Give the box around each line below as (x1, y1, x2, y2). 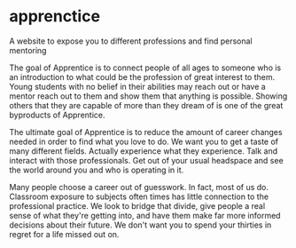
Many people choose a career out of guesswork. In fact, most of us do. (9, 181, 269, 192)
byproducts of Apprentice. (9, 109, 105, 120)
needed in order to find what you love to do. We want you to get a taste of (9, 136, 279, 147)
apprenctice (9, 6, 100, 27)
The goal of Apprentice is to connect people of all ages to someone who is (9, 62, 282, 73)
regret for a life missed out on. (9, 228, 120, 239)
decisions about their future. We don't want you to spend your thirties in (9, 220, 272, 230)
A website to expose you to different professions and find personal (9, 36, 253, 46)
